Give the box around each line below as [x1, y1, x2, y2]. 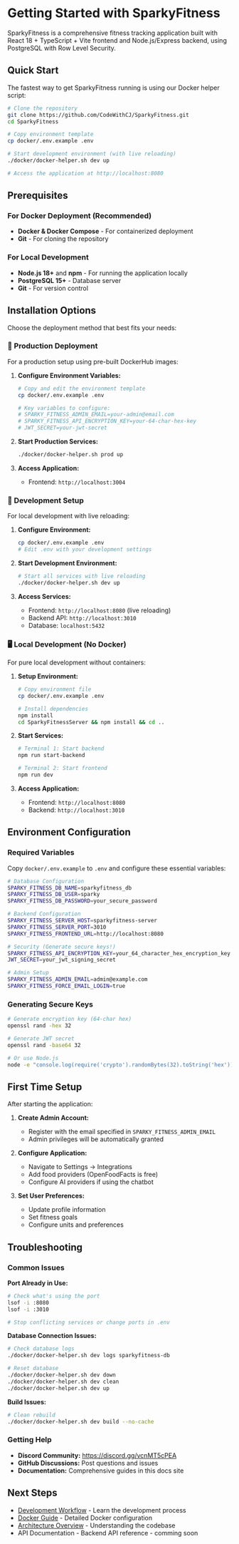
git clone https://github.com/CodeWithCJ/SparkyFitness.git [7, 111, 190, 118]
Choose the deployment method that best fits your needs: [7, 323, 177, 332]
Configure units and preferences [28, 1220, 124, 1229]
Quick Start [7, 64, 59, 76]
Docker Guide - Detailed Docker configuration [17, 1513, 153, 1522]
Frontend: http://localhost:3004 [28, 478, 126, 486]
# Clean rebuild [7, 1411, 55, 1419]
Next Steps [7, 1487, 58, 1499]
